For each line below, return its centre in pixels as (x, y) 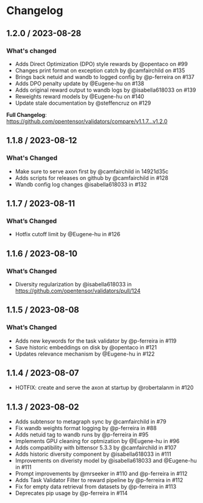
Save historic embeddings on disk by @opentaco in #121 (86, 347)
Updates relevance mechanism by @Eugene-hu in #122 (85, 354)
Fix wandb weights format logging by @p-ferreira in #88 (86, 428)
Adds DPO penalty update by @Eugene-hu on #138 (80, 83)
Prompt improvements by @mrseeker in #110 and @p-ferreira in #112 (101, 474)
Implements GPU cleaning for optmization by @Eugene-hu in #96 (97, 441)
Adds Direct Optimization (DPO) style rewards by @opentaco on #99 (101, 64)
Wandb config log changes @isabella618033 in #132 (81, 184)
